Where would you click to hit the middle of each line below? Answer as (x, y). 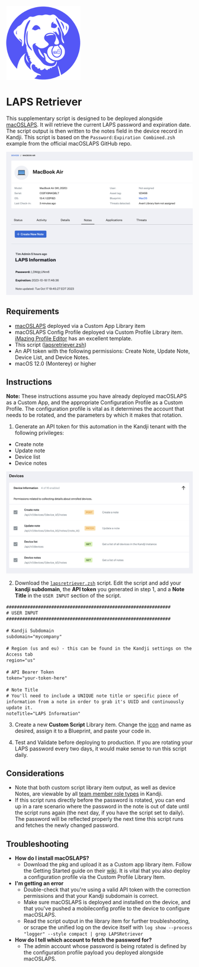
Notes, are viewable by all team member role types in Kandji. (89, 794)
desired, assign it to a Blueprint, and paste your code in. (83, 731)
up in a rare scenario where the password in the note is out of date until (102, 807)
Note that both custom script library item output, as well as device (95, 788)
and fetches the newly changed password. (67, 826)
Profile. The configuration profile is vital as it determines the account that (95, 409)
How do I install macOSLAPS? (52, 858)
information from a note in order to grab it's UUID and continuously (95, 702)
